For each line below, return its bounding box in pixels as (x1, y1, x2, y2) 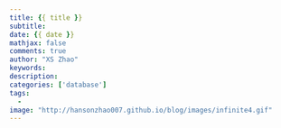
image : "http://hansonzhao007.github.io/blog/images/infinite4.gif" (9, 105, 273, 114)
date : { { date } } (9, 30, 75, 39)
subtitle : (9, 22, 47, 31)
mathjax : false (9, 38, 67, 48)
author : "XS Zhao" (9, 55, 79, 64)
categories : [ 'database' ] (9, 80, 107, 89)
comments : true (9, 47, 67, 56)
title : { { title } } (9, 13, 83, 23)
